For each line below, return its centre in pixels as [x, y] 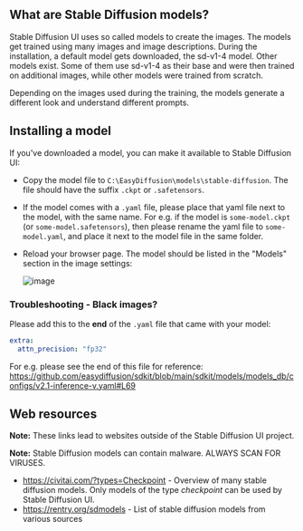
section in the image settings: [77, 263]
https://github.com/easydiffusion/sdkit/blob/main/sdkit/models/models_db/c [151, 376]
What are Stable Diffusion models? [109, 15]
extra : [22, 340]
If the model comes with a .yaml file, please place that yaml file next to [154, 207]
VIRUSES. [28, 463]
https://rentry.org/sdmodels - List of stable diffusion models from [144, 509]
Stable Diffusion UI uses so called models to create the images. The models [150, 36]
